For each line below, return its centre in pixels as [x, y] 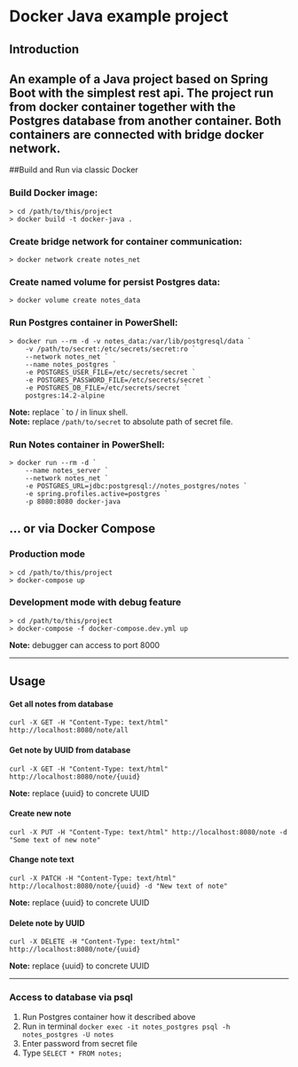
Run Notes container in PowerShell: [87, 444]
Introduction [44, 49]
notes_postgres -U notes [68, 1035]
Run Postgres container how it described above [109, 1016]
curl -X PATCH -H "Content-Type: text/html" [93, 879]
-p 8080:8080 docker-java [73, 502]
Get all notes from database [61, 704]
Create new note [40, 813]
